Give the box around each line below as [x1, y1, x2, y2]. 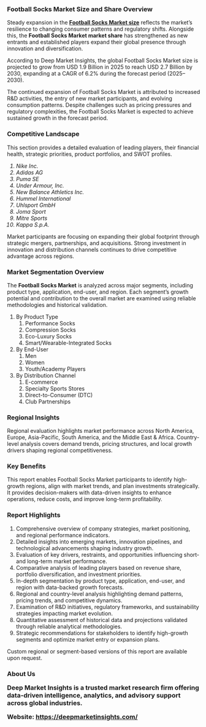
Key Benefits [7, 462, 46, 471]
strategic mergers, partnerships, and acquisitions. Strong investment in [7, 239, 186, 247]
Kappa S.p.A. [15, 220, 50, 228]
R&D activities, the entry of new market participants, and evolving [7, 95, 172, 103]
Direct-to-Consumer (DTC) [25, 391, 93, 398]
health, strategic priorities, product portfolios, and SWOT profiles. [7, 150, 172, 158]
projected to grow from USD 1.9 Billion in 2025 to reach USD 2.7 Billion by [7, 63, 193, 71]
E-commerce [25, 378, 58, 386]
